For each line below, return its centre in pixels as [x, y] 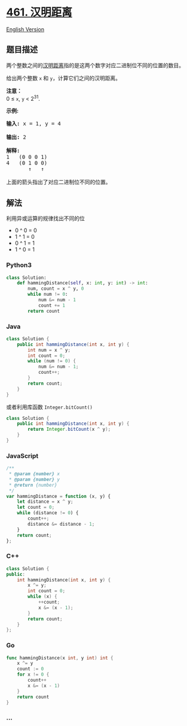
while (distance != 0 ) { [48, 513]
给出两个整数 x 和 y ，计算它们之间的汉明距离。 [64, 78]
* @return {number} [33, 485]
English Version [25, 29]
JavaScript [22, 455]
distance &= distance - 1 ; [61, 524]
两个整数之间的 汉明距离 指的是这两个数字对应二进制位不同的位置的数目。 [95, 65]
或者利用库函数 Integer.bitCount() [49, 407]
